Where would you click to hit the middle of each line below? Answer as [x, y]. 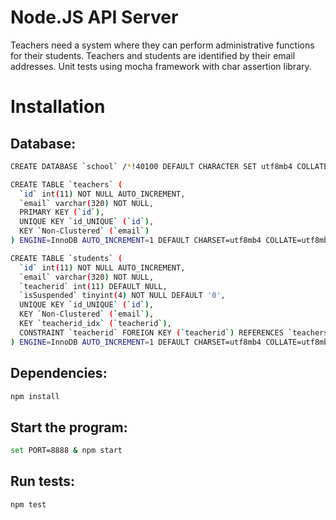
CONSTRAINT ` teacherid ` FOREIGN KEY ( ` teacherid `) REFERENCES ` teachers [174, 332]
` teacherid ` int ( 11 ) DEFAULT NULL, [93, 286]
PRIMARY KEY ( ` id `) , [62, 212]
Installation [58, 107]
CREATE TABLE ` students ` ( [66, 258]
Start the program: [69, 427]
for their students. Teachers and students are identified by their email [153, 55]
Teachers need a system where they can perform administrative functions [162, 45]
